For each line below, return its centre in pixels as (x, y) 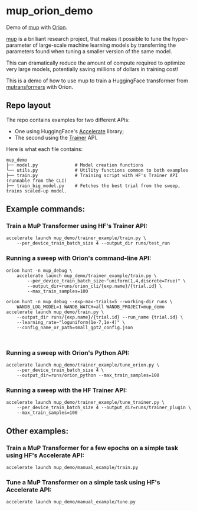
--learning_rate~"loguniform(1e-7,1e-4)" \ (71, 322)
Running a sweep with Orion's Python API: (68, 352)
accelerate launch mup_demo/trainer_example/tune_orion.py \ (83, 365)
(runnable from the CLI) (37, 181)
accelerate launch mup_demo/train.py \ (55, 312)
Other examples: (37, 431)
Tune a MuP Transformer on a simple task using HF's (83, 482)
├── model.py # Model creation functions (75, 165)
